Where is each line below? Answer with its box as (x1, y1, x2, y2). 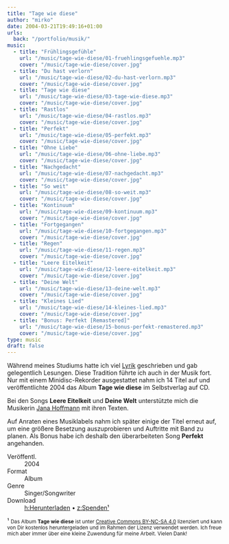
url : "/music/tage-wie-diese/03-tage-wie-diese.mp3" (19, 94, 173, 100)
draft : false (7, 342, 45, 349)
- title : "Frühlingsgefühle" (13, 49, 97, 56)
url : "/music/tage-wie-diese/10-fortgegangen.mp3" (19, 228, 167, 235)
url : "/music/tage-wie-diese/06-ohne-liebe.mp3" (19, 151, 161, 158)
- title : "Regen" (13, 240, 63, 248)
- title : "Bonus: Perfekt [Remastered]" (13, 317, 130, 324)
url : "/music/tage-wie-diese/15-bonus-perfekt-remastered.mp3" (19, 323, 204, 330)
